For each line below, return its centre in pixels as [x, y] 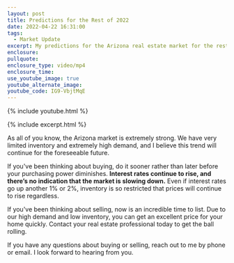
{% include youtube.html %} [48, 111]
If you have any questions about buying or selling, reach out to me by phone [117, 245]
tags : [15, 33]
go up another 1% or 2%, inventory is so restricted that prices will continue [114, 189]
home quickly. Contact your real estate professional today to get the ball [111, 224]
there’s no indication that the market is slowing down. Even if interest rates [117, 181]
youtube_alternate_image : [45, 85]
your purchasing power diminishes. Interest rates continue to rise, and [109, 174]
